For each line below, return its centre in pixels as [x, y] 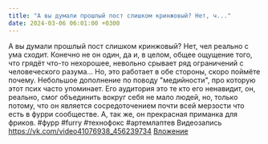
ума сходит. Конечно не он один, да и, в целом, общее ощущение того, [130, 54]
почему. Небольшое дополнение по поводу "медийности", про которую [132, 80]
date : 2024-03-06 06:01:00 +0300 [64, 23]
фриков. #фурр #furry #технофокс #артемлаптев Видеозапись [115, 122]
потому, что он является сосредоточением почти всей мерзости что [126, 106]
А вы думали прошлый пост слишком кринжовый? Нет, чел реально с [128, 46]
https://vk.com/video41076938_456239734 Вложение [98, 131]
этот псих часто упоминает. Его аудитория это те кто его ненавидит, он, [132, 88]
